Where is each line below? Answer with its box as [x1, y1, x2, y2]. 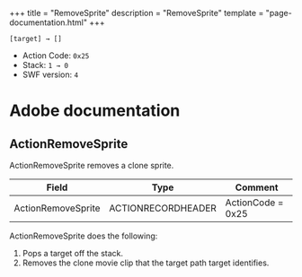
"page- [265, 8, 292, 18]
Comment [235, 181, 279, 194]
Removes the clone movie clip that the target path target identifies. [22, 257, 270, 268]
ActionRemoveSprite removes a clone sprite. [9, 160, 174, 170]
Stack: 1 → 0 [22, 60, 69, 70]
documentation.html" [9, 17, 88, 28]
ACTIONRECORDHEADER [109, 202, 218, 214]
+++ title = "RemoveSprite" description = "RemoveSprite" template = [9, 8, 264, 18]
